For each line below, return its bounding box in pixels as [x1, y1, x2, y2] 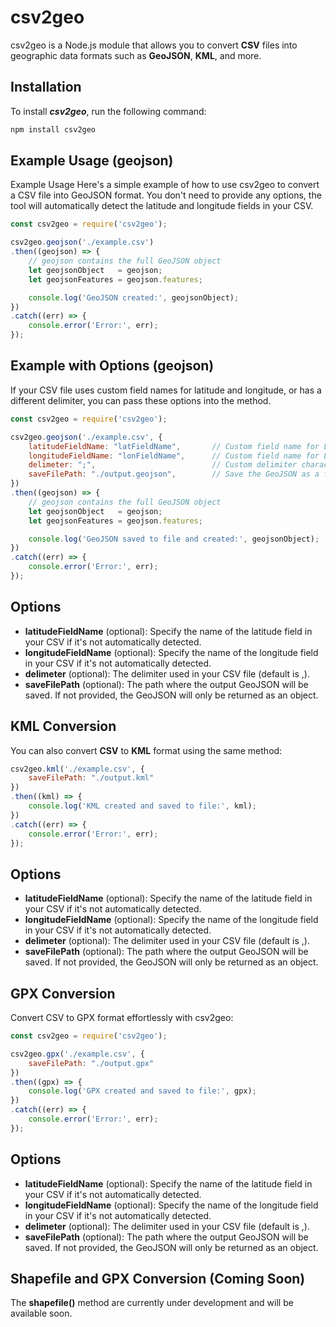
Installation [10, 79, 82, 96]
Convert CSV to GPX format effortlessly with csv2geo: [10, 1012, 234, 1023]
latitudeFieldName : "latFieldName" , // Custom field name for [28, 441, 320, 451]
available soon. [10, 1307, 73, 1320]
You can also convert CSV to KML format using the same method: [10, 744, 283, 756]
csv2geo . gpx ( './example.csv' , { [10, 1049, 145, 1059]
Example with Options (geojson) [10, 357, 215, 375]
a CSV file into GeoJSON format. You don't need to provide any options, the [10, 189, 322, 201]
